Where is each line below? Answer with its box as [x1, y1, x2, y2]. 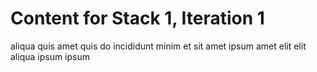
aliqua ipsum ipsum [10, 50, 91, 62]
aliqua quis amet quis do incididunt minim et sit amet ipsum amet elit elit [10, 40, 307, 52]
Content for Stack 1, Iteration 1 [10, 7, 265, 30]
